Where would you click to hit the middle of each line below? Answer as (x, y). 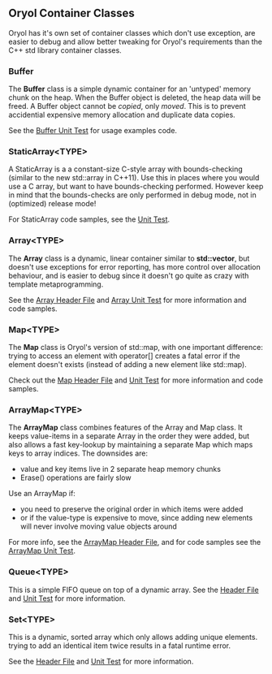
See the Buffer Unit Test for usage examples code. (93, 131)
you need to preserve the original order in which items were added (132, 509)
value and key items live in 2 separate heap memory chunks (121, 469)
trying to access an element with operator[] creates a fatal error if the (125, 356)
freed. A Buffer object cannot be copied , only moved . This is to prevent (127, 106)
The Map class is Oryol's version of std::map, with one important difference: (136, 347)
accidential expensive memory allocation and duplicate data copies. (122, 115)
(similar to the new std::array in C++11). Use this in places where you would (134, 178)
